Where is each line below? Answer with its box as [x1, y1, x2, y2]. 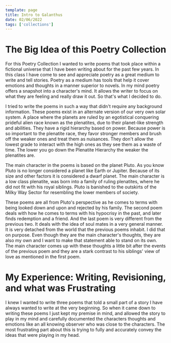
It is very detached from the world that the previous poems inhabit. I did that [5, 226, 165, 233]
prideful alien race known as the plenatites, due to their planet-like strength [5, 120, 163, 126]
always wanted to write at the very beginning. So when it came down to [5, 305, 156, 311]
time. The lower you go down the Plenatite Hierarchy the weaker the [5, 147, 149, 153]
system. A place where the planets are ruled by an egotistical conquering [5, 114, 159, 120]
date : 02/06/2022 [5, 17, 42, 22]
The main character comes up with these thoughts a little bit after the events [5, 243, 166, 249]
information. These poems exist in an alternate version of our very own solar [5, 109, 166, 115]
